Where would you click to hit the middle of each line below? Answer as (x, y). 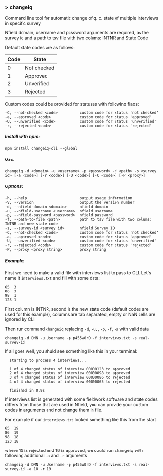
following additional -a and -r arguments (46, 456)
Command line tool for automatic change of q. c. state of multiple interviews (81, 18)
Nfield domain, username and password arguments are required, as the (77, 33)
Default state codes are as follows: (40, 48)
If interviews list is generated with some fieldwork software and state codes (81, 399)
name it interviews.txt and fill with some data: (53, 278)
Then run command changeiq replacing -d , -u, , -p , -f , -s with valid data (77, 329)
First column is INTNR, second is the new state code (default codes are (77, 309)
